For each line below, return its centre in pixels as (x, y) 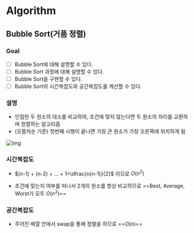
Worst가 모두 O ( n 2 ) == (40, 193)
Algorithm (31, 11)
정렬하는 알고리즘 (40, 124)
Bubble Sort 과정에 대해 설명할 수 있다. (59, 71)
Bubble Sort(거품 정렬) (46, 34)
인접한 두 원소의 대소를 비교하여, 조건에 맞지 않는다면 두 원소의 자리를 (93, 117)
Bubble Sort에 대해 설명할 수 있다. (54, 64)
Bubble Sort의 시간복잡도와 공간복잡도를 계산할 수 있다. (78, 87)
